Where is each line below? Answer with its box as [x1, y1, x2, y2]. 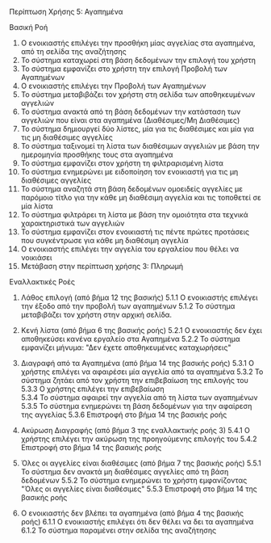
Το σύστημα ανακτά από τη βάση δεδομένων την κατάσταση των [20, 107, 241, 116]
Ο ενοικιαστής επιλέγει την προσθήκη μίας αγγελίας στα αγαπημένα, [20, 38, 256, 48]
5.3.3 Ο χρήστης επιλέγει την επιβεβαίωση [20, 384, 165, 394]
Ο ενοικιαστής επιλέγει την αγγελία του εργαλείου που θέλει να [20, 244, 240, 254]
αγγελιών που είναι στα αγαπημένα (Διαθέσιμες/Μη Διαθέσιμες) [20, 116, 240, 124]
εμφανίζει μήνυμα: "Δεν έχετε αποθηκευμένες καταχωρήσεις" [20, 343, 231, 352]
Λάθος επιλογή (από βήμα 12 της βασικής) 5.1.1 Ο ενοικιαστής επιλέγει [20, 293, 258, 302]
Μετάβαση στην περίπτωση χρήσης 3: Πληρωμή [20, 262, 184, 271]
